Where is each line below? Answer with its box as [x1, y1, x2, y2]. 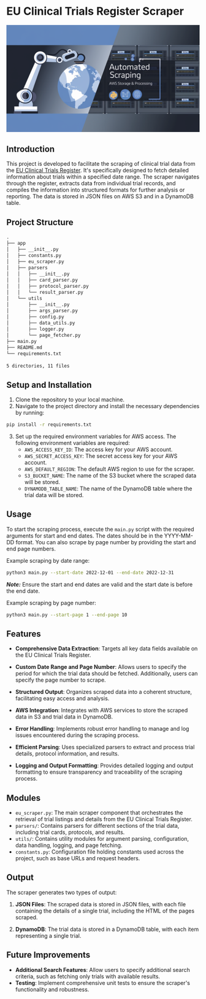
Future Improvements [6, 950, 91, 960]
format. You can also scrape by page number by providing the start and [15, 538, 196, 546]
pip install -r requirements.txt [6, 422, 92, 428]
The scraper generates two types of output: [6, 889, 117, 896]
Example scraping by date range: [6, 557, 90, 564]
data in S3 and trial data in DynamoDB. [15, 713, 113, 720]
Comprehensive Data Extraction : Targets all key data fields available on [15, 645, 198, 652]
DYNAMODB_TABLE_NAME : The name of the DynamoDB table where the [24, 485, 193, 492]
